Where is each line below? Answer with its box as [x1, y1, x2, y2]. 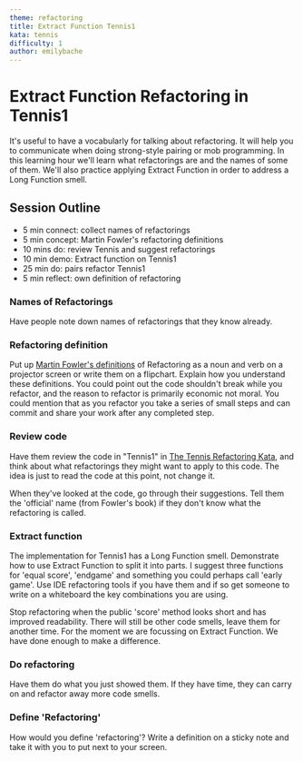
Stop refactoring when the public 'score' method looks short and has [9, 607, 267, 618]
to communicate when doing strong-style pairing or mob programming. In [9, 145, 285, 156]
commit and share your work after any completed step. [9, 408, 215, 419]
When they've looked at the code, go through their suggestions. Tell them [9, 488, 285, 499]
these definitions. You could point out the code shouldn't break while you [9, 379, 283, 390]
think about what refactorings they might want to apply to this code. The [9, 460, 279, 471]
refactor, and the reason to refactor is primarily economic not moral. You [9, 388, 279, 400]
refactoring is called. [9, 507, 86, 518]
